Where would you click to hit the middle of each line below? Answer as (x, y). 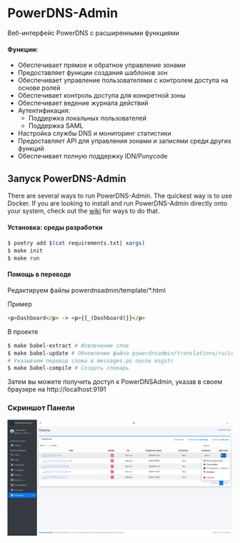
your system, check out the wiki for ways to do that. (84, 210)
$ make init (25, 251)
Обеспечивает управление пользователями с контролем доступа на (123, 81)
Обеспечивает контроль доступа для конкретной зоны (101, 96)
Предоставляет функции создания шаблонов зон (92, 73)
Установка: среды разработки (55, 227)
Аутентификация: (44, 111)
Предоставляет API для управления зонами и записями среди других (125, 141)
